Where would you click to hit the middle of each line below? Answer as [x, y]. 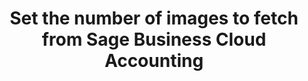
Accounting [154, 61]
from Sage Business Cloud [154, 39]
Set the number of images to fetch [154, 18]
